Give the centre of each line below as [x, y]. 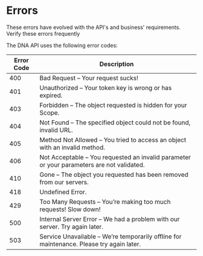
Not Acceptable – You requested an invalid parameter [115, 157]
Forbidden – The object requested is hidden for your [113, 105]
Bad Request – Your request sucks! [89, 78]
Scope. [49, 112]
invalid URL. [56, 130]
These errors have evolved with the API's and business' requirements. [94, 27]
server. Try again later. [71, 226]
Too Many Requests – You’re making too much [105, 202]
